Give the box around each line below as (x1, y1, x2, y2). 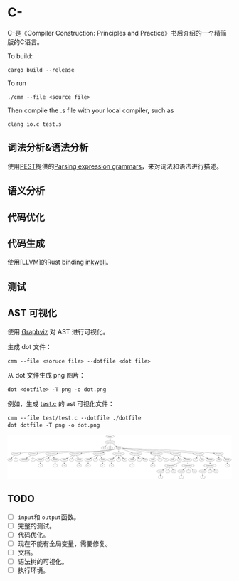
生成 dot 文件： (7, 342, 52, 351)
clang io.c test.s (7, 120, 62, 128)
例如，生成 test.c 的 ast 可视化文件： (7, 399, 115, 407)
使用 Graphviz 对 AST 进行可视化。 (7, 327, 110, 336)
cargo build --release (7, 66, 75, 73)
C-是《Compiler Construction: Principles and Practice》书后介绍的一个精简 (7, 28, 227, 37)
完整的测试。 (17, 521, 55, 530)
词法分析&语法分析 (7, 142, 89, 154)
